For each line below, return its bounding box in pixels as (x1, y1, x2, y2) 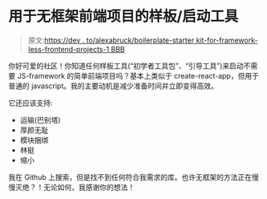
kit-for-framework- (196, 35, 258, 45)
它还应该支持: (8, 98, 54, 108)
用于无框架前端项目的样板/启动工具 (8, 7, 239, 26)
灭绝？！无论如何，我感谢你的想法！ (14, 182, 135, 192)
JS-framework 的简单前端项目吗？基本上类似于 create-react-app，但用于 (17, 71, 259, 80)
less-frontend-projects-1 (27, 44, 110, 54)
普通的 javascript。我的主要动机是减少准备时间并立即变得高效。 (8, 81, 218, 91)
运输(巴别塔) (19, 115, 62, 124)
